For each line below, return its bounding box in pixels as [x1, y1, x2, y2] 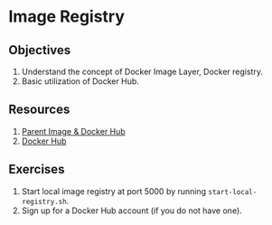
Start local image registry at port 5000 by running [21, 185, 207, 196]
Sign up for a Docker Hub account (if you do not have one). [21, 205, 243, 216]
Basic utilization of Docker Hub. [21, 76, 139, 87]
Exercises [8, 162, 65, 177]
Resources [8, 102, 70, 117]
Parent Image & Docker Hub [21, 126, 126, 136]
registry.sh [21, 197, 67, 206]
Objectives [8, 42, 71, 58]
